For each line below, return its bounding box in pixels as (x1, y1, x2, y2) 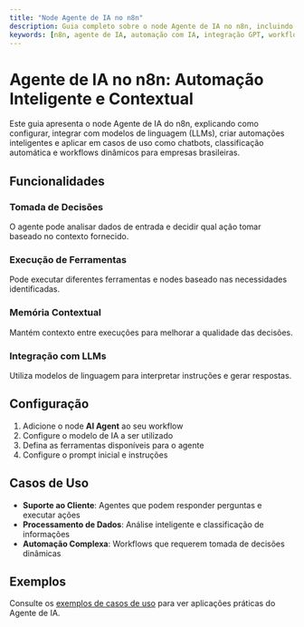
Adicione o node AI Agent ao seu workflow (22, 420, 184, 431)
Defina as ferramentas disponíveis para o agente (22, 439, 204, 450)
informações (22, 528, 71, 539)
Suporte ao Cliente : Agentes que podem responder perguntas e (22, 499, 262, 510)
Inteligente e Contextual (9, 88, 195, 109)
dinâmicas (22, 547, 62, 558)
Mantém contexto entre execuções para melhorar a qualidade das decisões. (9, 327, 293, 338)
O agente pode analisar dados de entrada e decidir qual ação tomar (9, 221, 261, 232)
